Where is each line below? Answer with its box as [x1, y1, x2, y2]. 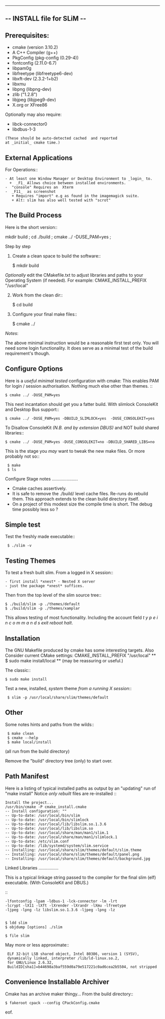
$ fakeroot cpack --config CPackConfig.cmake [5, 1000, 100, 1005]
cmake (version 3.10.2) [12, 44, 58, 50]
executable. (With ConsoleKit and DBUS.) [5, 879, 89, 885]
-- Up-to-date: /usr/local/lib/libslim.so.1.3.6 [5, 822, 107, 827]
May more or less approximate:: [5, 942, 69, 947]
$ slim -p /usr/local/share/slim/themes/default [7, 695, 109, 700]
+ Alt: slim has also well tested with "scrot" [11, 198, 111, 203]
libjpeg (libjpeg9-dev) [12, 97, 56, 103]
